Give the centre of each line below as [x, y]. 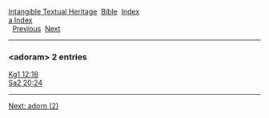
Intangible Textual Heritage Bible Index [74, 12]
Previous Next [36, 28]
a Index [20, 20]
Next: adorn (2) [34, 106]
